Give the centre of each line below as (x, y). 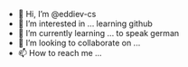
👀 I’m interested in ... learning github (85, 24)
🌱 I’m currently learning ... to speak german (99, 33)
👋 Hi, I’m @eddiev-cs (57, 14)
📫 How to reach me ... (60, 53)
